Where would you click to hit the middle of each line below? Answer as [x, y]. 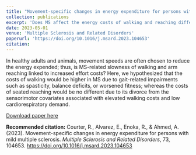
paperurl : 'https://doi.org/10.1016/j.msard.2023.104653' [78, 39]
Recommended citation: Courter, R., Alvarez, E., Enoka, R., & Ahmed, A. [92, 127]
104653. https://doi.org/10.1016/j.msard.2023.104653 [69, 145]
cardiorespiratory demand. [38, 104]
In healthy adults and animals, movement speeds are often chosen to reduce [98, 61]
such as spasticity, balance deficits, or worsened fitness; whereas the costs [97, 85]
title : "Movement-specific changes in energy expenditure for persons [94, 11]
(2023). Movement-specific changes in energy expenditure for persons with [97, 133]
